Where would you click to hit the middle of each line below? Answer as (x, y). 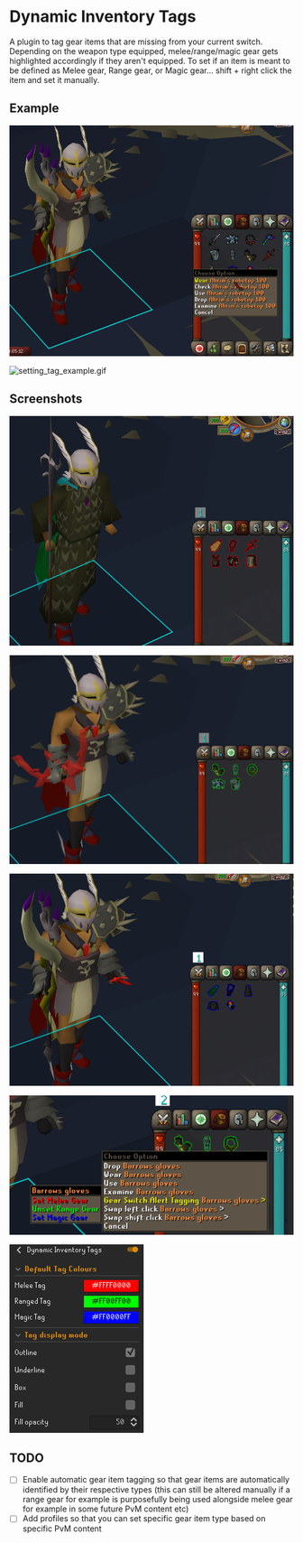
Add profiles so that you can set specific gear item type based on (144, 1519)
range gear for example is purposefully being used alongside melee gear (157, 1500)
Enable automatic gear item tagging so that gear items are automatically (156, 1480)
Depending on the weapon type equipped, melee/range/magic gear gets (144, 51)
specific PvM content (62, 1529)
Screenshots (46, 399)
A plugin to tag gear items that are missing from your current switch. (136, 42)
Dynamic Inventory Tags (103, 17)
